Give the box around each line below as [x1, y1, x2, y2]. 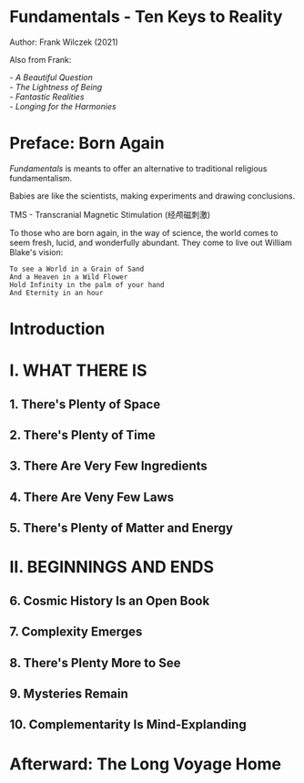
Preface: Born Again [9, 133, 166, 154]
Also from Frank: [9, 54, 72, 65]
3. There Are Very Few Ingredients [9, 458, 208, 474]
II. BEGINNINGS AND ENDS [9, 557, 215, 578]
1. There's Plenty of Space [9, 397, 161, 412]
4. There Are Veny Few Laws [9, 489, 175, 505]
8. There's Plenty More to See [9, 654, 181, 671]
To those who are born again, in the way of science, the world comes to [9, 227, 279, 238]
